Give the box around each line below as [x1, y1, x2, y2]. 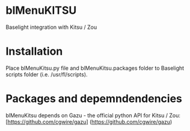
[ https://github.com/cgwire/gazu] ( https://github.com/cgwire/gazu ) [5, 118, 173, 125]
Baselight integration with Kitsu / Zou [5, 23, 97, 31]
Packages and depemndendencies [5, 92, 183, 106]
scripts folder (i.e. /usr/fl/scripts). [5, 70, 88, 78]
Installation [5, 44, 63, 58]
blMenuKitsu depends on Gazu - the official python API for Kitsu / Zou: [5, 112, 181, 119]
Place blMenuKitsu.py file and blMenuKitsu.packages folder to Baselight [5, 64, 185, 72]
